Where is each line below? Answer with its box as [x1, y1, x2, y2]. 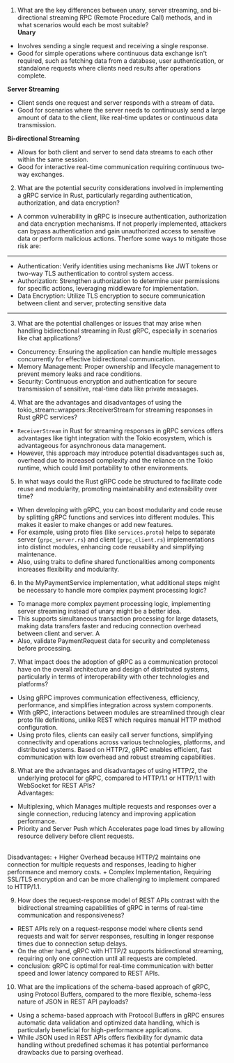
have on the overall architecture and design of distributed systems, [17, 665, 210, 673]
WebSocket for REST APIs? [17, 781, 95, 789]
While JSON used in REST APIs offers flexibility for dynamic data [17, 1034, 203, 1041]
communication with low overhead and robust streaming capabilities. [17, 753, 216, 761]
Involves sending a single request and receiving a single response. [17, 42, 209, 50]
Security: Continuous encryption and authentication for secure [17, 377, 197, 385]
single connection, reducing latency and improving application [17, 810, 196, 818]
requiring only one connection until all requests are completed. [17, 954, 197, 962]
